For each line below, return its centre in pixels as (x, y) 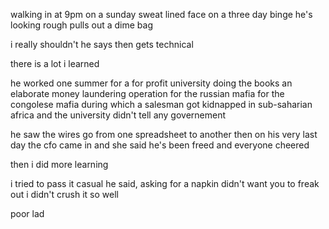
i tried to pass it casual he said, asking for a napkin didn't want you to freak (165, 183)
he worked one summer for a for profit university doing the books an (151, 83)
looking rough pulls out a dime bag (81, 25)
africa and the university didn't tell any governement (118, 115)
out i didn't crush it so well (64, 194)
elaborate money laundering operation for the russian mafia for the (147, 93)
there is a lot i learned (55, 63)
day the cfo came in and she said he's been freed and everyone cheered (160, 145)
